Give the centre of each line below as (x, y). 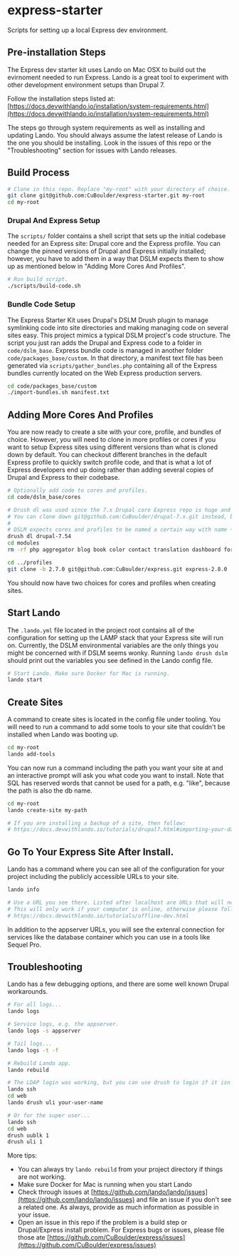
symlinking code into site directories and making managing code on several (118, 327)
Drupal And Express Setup (54, 221)
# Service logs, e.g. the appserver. (63, 1024)
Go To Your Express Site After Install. (91, 851)
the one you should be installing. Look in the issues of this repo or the (110, 143)
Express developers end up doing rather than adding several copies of (111, 470)
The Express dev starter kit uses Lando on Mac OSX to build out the (107, 69)
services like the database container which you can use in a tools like (109, 937)
